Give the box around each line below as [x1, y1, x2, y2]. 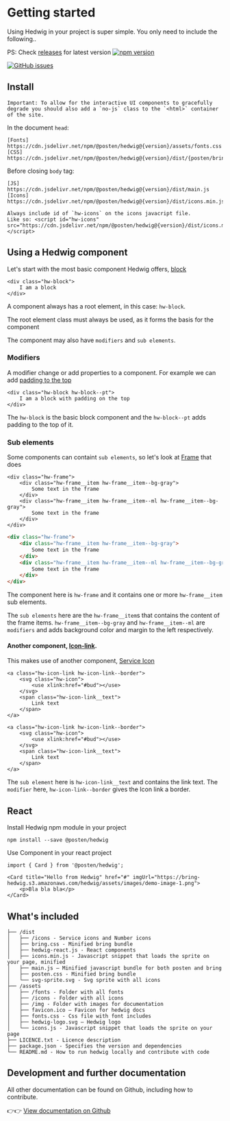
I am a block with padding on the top [19, 395, 130, 402]
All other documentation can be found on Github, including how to [7, 1085, 193, 1094]
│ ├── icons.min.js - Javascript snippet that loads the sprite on [7, 952, 210, 959]
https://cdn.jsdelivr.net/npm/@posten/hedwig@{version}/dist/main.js [7, 186, 210, 193]
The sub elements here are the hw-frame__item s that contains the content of [7, 612, 220, 620]
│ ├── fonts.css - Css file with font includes [7, 1013, 152, 1020]
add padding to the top [7, 376, 72, 384]
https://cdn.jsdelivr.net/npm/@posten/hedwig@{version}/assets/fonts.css [7, 143, 222, 149]
